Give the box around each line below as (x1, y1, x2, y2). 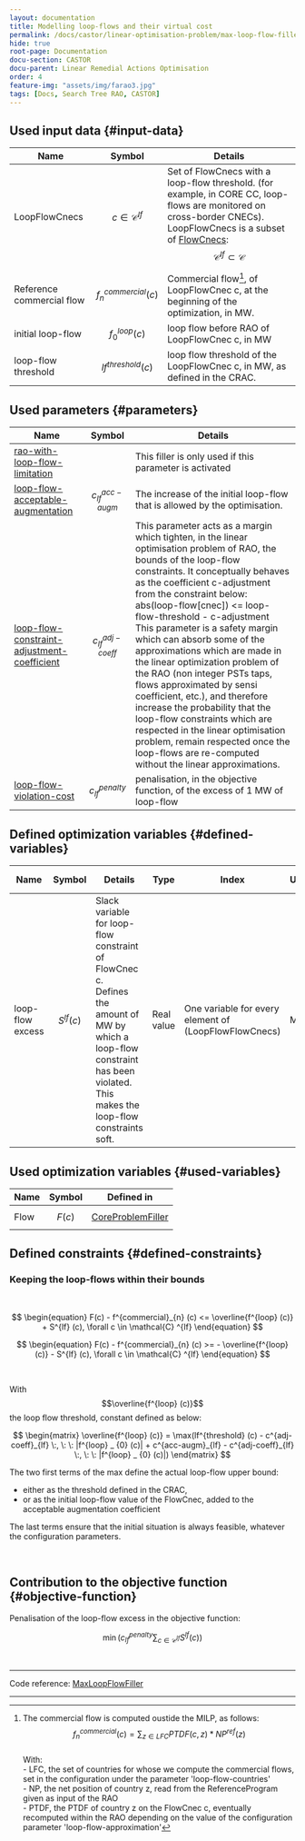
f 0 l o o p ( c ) (108, 325, 146, 342)
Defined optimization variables (9, 826, 188, 841)
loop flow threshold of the (167, 349, 277, 362)
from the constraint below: (134, 588, 248, 601)
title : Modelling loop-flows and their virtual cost (9, 22, 213, 31)
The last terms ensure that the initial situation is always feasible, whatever (9, 1521, 286, 1532)
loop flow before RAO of (167, 322, 271, 334)
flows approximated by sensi (134, 679, 258, 692)
